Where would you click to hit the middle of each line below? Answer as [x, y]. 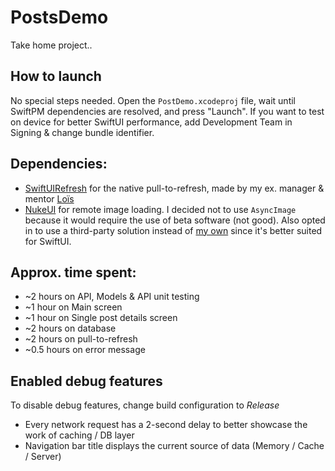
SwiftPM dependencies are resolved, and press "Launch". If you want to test [167, 111]
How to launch [56, 76]
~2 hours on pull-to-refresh [81, 339]
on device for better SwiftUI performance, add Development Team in [151, 122]
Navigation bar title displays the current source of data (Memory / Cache [174, 446]
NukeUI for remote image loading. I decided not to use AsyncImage [160, 209]
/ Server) [43, 457]
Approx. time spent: [73, 272]
